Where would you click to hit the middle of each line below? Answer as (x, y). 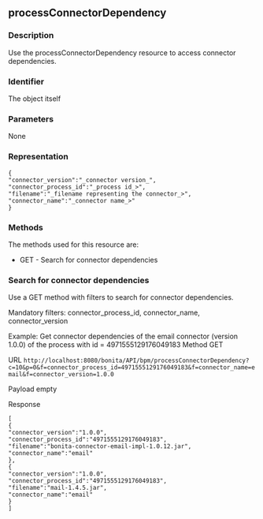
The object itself (35, 99)
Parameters (31, 119)
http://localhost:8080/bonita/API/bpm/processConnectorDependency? (136, 361)
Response (24, 405)
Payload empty (33, 389)
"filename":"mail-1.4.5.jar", (58, 488)
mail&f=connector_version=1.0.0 (61, 375)
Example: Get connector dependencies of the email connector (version (123, 336)
